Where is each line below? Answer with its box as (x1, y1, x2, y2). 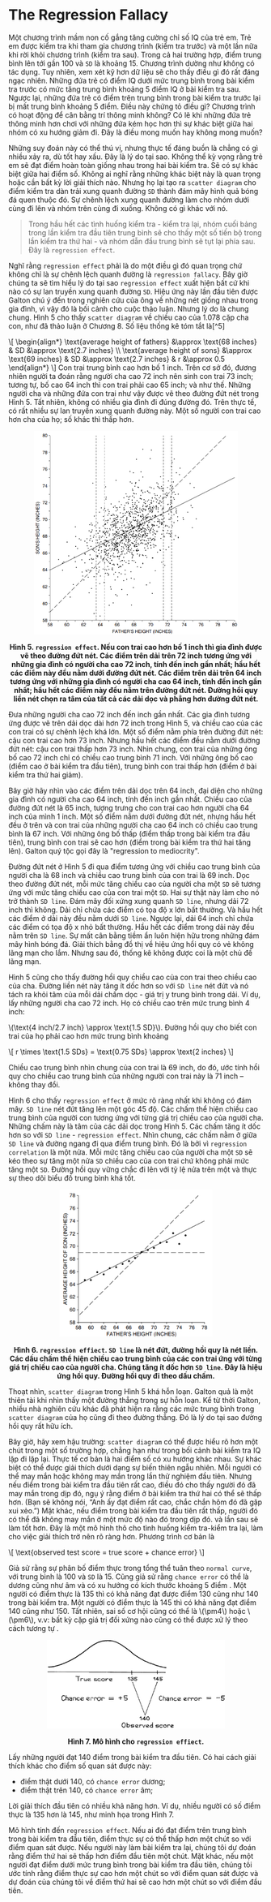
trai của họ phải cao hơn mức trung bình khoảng (8, 1031, 169, 1040)
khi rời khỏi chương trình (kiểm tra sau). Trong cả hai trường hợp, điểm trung (8, 49, 262, 59)
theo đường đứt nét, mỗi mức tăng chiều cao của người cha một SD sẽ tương (8, 879, 261, 889)
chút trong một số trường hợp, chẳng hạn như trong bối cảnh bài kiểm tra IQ (8, 1445, 261, 1455)
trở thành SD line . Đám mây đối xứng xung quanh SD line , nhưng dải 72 (8, 896, 249, 906)
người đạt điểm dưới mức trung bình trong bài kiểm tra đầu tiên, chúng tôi (8, 1860, 252, 1870)
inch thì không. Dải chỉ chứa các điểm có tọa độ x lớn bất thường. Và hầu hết (8, 905, 263, 914)
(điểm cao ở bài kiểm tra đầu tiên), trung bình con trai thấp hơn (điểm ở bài (8, 761, 257, 771)
